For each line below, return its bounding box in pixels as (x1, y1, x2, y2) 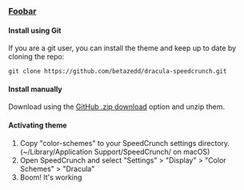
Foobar (8, 6, 37, 17)
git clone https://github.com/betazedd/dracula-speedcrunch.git (8, 67, 227, 75)
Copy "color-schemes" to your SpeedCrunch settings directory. (19, 138, 230, 148)
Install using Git (8, 26, 62, 35)
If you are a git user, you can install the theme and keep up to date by (8, 43, 237, 53)
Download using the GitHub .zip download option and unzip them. (8, 102, 226, 111)
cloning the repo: (8, 52, 65, 62)
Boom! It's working (19, 172, 82, 182)
